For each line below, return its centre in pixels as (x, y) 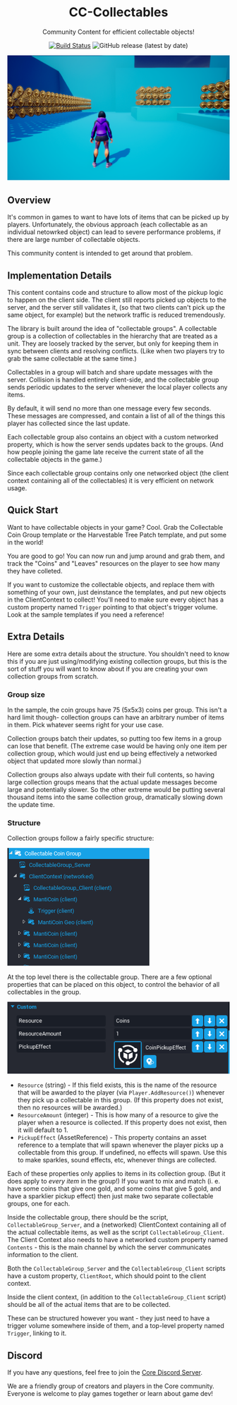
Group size (26, 694)
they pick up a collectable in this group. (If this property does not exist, (120, 1100)
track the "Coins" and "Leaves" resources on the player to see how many (114, 563)
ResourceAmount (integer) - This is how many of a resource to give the (118, 1115)
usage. (17, 488)
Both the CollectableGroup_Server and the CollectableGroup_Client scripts (116, 1269)
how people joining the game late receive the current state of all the (105, 452)
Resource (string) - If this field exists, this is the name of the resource (117, 1085)
